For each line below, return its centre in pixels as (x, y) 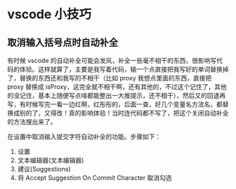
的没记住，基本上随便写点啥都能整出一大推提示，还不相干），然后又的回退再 (117, 96)
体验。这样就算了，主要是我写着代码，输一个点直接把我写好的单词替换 (121, 69)
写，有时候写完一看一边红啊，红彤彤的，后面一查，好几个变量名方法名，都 (115, 104)
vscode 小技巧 (50, 14)
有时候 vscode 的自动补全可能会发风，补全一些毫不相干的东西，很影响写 (112, 61)
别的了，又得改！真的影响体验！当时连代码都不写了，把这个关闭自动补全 (124, 113)
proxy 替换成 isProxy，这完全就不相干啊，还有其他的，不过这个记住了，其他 (117, 87)
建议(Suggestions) (44, 169)
